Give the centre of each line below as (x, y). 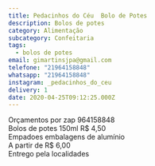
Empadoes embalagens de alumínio (67, 137)
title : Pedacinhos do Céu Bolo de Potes (78, 16)
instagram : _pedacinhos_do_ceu (60, 82)
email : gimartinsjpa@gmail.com (60, 61)
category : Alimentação (46, 30)
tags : (17, 45)
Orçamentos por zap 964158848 (62, 120)
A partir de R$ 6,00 (39, 145)
